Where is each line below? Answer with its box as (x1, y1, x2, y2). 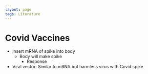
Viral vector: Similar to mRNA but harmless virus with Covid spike (12, 64, 144, 70)
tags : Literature (5, 12, 41, 16)
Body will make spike (19, 54, 62, 59)
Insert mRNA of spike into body (12, 48, 76, 54)
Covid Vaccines (5, 32, 70, 44)
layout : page (5, 7, 32, 12)
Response (26, 59, 47, 64)
